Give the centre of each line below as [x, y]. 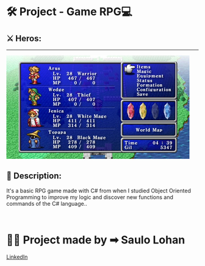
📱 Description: [34, 176]
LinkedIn [17, 257]
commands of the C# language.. [47, 203]
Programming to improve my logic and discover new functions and [90, 197]
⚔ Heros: [24, 38]
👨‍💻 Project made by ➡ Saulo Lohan [96, 240]
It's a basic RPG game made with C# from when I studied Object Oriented [99, 191]
